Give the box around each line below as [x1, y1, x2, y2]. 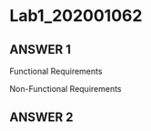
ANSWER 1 [9, 42, 71, 57]
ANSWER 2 [9, 110, 74, 126]
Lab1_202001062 [9, 5, 143, 26]
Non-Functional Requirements [9, 84, 122, 94]
